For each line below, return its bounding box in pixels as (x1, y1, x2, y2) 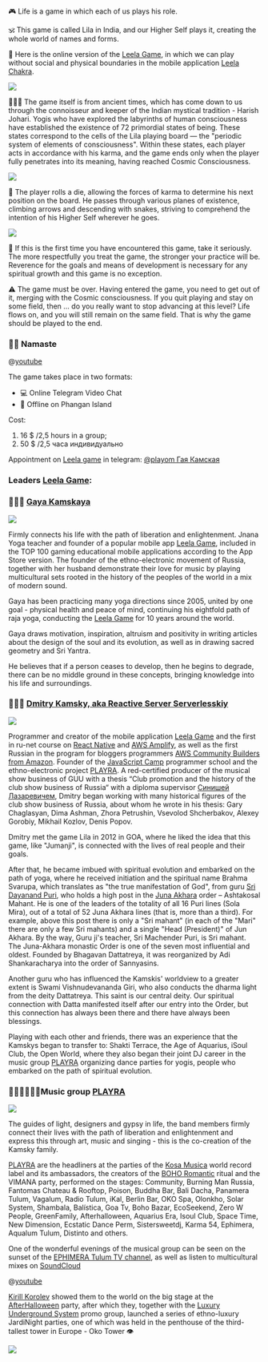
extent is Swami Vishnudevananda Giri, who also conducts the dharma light (8, 982, 258, 992)
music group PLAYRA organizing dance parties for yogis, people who (8, 1057, 236, 1067)
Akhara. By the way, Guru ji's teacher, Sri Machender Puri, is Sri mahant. (8, 933, 246, 942)
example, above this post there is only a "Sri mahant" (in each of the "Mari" (8, 916, 256, 925)
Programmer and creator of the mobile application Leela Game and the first (8, 731, 256, 741)
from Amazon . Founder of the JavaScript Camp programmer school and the (8, 756, 258, 767)
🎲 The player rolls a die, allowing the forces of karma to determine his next (8, 187, 254, 196)
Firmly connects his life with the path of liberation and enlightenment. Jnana (8, 530, 258, 539)
